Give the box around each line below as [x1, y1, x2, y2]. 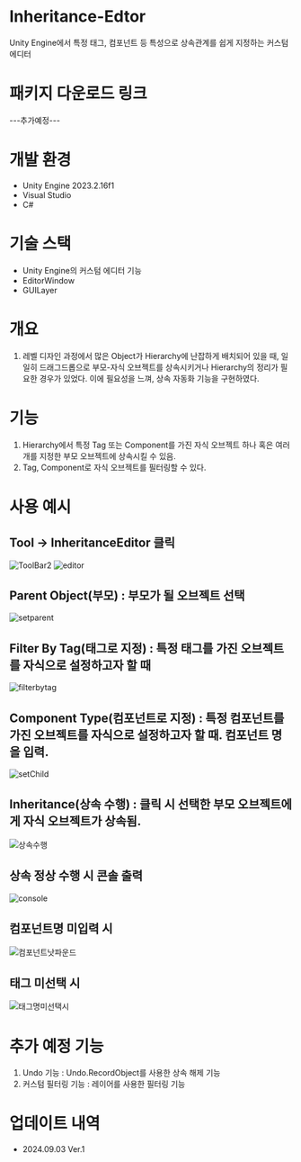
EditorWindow [22, 275, 75, 285]
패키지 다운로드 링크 [9, 84, 148, 104]
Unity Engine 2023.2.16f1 [22, 180, 115, 191]
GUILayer [22, 284, 58, 295]
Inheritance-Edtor [9, 6, 146, 27]
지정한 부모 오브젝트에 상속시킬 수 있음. [39, 450, 177, 461]
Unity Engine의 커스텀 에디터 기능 [22, 265, 142, 275]
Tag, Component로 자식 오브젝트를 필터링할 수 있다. [22, 462, 207, 473]
